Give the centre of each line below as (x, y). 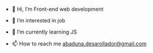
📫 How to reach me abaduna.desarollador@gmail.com (79, 44)
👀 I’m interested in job (38, 20)
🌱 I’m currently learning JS (44, 32)
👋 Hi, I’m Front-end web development (57, 9)
